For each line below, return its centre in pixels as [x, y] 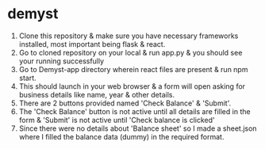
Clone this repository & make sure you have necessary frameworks [129, 36]
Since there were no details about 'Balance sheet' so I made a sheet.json [138, 128]
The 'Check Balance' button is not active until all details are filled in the [134, 111]
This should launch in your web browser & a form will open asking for [132, 86]
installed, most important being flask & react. [92, 44]
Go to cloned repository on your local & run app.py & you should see [131, 52]
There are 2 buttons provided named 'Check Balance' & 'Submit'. [125, 103]
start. [27, 78]
